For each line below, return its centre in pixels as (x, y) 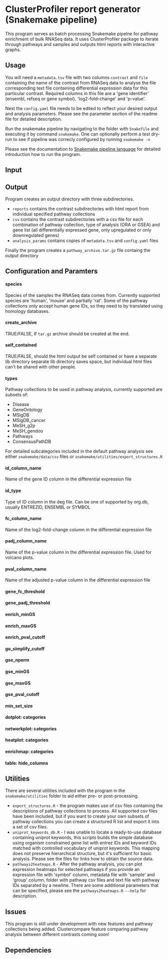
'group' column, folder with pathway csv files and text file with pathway (86, 880)
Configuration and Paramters (51, 271)
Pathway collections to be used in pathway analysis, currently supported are (84, 389)
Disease (21, 404)
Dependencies (28, 950)
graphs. (13, 49)
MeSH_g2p (24, 425)
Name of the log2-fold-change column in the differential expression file (78, 529)
